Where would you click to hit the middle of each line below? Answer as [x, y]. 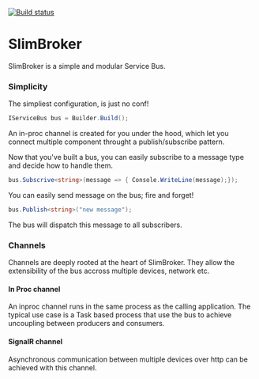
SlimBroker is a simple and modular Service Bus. [87, 66]
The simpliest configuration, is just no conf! [79, 104]
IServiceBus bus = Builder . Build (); [68, 119]
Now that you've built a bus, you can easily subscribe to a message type [126, 157]
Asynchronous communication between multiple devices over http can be [128, 359]
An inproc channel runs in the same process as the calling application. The [129, 307]
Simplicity [28, 86]
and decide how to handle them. [60, 165]
